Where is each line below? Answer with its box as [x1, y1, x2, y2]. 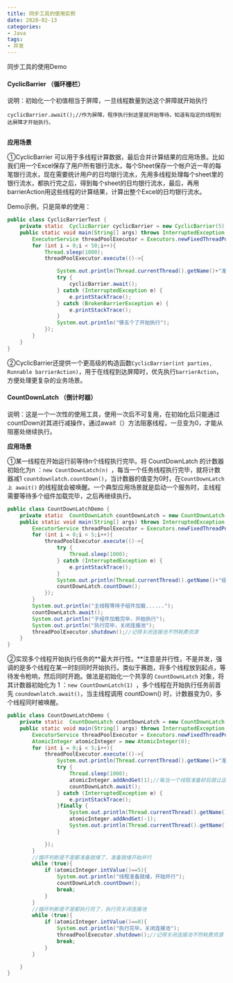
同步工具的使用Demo [7, 63, 67, 70]
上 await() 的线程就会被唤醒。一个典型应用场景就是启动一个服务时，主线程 [7, 482, 222, 491]
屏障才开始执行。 [12, 119, 54, 126]
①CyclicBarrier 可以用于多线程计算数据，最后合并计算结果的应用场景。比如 [7, 153, 225, 161]
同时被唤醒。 [25, 698, 62, 706]
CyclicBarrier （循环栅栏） [7, 79, 85, 88]
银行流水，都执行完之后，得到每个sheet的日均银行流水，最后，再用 [7, 179, 200, 188]
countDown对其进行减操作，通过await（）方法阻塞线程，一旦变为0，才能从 [7, 419, 223, 427]
